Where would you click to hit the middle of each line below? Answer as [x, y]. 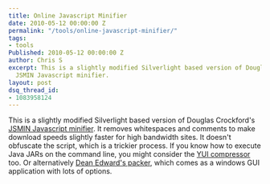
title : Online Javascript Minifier [68, 16]
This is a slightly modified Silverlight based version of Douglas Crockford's [132, 120]
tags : [17, 38]
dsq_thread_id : [34, 90]
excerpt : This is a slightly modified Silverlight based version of [125, 68]
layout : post [30, 82]
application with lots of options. [60, 171]
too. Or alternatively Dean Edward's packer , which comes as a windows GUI [134, 163]
